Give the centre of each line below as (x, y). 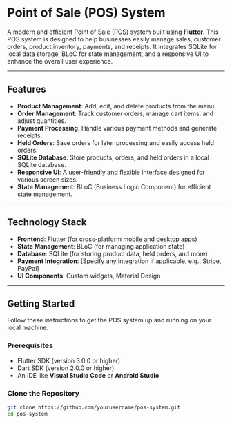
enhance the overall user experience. (60, 61)
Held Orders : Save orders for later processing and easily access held (116, 142)
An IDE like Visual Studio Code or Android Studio (88, 375)
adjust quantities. (42, 121)
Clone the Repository (43, 393)
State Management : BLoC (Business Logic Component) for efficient (114, 186)
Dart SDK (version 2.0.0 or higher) (66, 368)
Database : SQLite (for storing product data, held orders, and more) (113, 253)
